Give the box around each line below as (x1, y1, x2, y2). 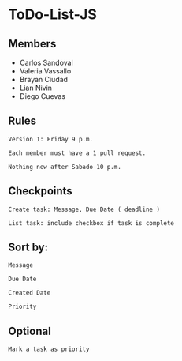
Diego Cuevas (19, 92, 65, 100)
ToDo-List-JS (8, 6, 97, 24)
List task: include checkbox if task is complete (8, 219, 175, 227)
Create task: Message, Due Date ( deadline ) (8, 205, 160, 213)
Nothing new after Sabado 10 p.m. (8, 163, 122, 171)
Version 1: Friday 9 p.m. (8, 135, 93, 143)
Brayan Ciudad (19, 75, 69, 84)
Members (8, 37, 57, 51)
